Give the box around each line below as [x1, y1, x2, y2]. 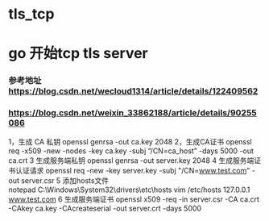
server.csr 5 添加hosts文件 [21, 175, 110, 186]
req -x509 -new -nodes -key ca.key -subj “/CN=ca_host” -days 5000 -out [8, 146, 254, 156]
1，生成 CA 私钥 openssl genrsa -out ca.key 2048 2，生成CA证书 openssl [8, 136, 252, 146]
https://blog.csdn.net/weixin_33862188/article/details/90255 [8, 107, 258, 119]
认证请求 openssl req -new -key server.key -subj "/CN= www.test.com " [14, 165, 250, 175]
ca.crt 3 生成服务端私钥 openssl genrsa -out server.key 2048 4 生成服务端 [8, 155, 255, 165]
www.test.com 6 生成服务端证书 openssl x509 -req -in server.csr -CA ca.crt [8, 194, 260, 204]
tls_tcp [8, 5, 55, 23]
